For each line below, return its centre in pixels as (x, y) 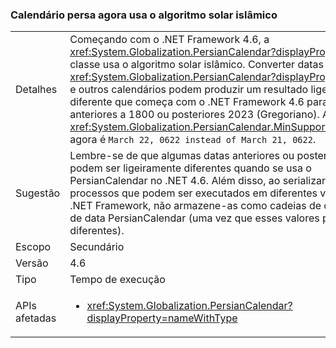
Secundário (97, 247)
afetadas (36, 318)
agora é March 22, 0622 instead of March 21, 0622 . (193, 140)
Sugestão (38, 193)
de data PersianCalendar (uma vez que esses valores (194, 218)
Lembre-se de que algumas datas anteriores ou (182, 156)
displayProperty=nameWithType (162, 318)
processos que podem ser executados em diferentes (193, 193)
